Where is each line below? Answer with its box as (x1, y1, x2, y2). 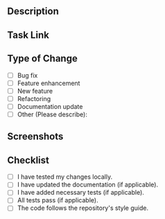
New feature (17, 87, 53, 95)
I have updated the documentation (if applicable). (17, 180, 158, 189)
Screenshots (7, 131, 64, 143)
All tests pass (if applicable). (17, 196, 98, 204)
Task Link (7, 29, 50, 41)
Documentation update (17, 102, 83, 110)
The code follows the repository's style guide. (17, 204, 149, 212)
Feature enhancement (17, 79, 80, 87)
